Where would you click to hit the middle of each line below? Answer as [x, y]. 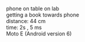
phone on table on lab [33, 9]
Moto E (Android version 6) [39, 34]
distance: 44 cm [26, 21]
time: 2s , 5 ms [24, 27]
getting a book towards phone [43, 15]
